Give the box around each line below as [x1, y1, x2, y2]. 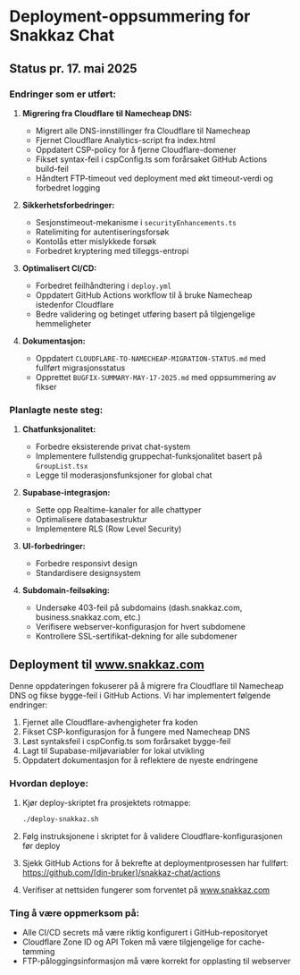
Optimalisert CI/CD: [21, 262, 97, 274]
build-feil [35, 163, 69, 174]
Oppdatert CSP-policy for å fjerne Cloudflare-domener [35, 144, 237, 155]
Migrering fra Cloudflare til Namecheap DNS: [21, 107, 193, 118]
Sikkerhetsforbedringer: [21, 199, 115, 210]
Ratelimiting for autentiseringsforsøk [35, 226, 170, 237]
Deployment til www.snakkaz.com [9, 657, 205, 672]
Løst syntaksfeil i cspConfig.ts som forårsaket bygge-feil [21, 735, 231, 746]
